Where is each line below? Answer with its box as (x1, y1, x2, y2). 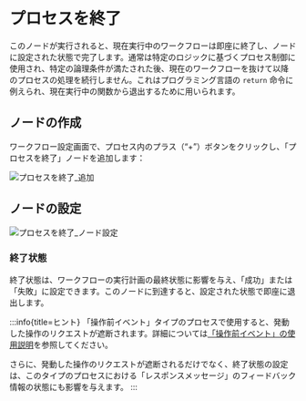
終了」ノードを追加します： (40, 152, 146, 163)
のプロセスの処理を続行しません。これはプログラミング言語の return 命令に (9, 74, 294, 85)
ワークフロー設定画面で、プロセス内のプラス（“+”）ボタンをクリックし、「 (9, 140, 289, 151)
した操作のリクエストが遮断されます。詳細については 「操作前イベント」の (9, 327, 288, 338)
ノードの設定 (9, 201, 82, 217)
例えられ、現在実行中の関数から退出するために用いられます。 (9, 86, 240, 97)
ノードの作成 (9, 115, 82, 130)
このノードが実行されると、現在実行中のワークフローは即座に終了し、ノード (9, 40, 297, 51)
